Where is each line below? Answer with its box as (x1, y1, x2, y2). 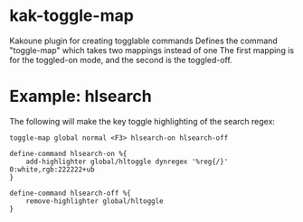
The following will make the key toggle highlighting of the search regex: (9, 116, 276, 126)
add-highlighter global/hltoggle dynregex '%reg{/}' (25, 157, 229, 166)
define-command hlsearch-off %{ (9, 189, 131, 198)
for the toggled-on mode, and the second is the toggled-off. (9, 54, 232, 65)
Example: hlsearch (9, 87, 152, 106)
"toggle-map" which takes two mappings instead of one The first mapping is (9, 44, 295, 55)
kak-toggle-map (9, 5, 134, 26)
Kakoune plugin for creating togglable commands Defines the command (9, 35, 278, 46)
